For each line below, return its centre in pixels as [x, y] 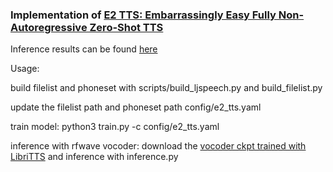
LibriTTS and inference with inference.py [94, 157]
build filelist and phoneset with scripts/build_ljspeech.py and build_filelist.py [166, 88]
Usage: [25, 69]
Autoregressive [49, 27]
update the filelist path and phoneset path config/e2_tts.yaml [136, 107]
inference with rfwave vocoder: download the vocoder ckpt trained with [158, 146]
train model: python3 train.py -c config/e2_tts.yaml [115, 127]
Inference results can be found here [84, 49]
